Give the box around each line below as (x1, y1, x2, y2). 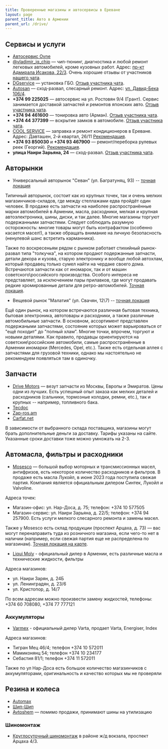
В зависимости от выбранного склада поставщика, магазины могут (5, 425, 152, 431)
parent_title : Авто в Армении (5, 17, 69, 22)
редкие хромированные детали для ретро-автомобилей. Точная (5, 282, 144, 288)
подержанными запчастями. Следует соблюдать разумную (5, 219, 134, 225)
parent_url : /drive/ (5, 21, 49, 27)
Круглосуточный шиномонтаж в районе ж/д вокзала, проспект (12, 732, 148, 739)
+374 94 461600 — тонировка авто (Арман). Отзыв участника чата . (12, 112, 158, 118)
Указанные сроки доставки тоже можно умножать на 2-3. (5, 435, 131, 441)
